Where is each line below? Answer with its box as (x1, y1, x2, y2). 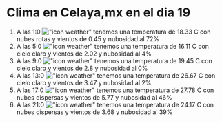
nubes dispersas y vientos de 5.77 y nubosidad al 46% (16, 93, 173, 101)
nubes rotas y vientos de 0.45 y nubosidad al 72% (16, 34, 160, 43)
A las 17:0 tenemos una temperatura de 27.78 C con (16, 86, 214, 94)
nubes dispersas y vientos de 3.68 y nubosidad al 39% (16, 108, 173, 116)
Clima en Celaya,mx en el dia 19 (6, 5, 191, 21)
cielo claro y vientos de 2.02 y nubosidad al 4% (16, 49, 152, 58)
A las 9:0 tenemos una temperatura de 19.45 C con (16, 56, 212, 65)
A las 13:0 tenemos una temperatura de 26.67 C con (16, 71, 216, 80)
